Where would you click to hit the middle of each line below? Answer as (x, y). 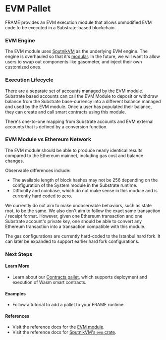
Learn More (17, 266)
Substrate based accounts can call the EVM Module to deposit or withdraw (82, 96)
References (17, 316)
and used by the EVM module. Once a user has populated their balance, (79, 107)
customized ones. (23, 67)
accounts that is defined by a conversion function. (56, 126)
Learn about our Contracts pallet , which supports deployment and (80, 277)
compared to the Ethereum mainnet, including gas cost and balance (74, 155)
